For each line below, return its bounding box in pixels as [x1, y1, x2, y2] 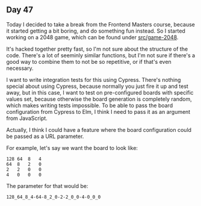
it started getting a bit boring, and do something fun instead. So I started [6, 27, 185, 34]
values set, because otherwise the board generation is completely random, [6, 95, 192, 102]
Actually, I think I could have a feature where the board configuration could [6, 126, 191, 133]
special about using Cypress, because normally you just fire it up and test [6, 83, 188, 90]
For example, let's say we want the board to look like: [6, 144, 138, 151]
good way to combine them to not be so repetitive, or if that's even [6, 58, 172, 65]
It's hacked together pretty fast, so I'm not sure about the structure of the [6, 45, 188, 52]
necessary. [6, 64, 34, 72]
